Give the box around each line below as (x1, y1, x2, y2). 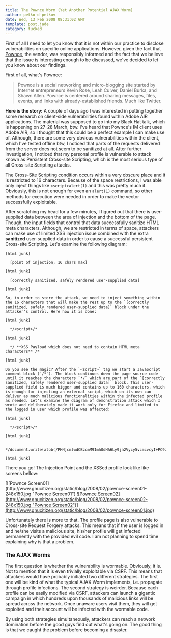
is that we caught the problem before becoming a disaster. (5, 627, 128, 633)
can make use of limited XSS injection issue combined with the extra (5, 230, 149, 237)
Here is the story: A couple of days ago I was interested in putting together (5, 108, 163, 114)
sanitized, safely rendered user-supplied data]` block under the (5, 304, 149, 310)
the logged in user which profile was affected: (5, 407, 110, 412)
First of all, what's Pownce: (5, 72, 62, 78)
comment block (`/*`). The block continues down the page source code (5, 371, 158, 377)
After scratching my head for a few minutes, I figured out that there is (5, 209, 151, 215)
